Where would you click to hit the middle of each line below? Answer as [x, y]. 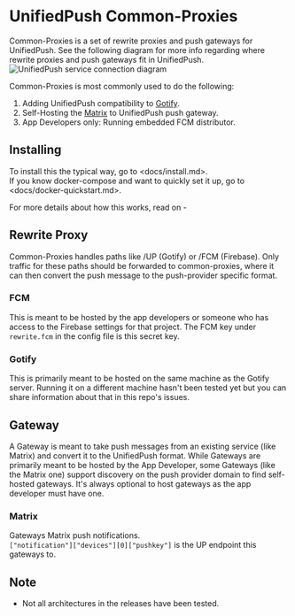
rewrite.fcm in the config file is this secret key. [94, 336]
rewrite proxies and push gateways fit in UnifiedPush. [107, 59]
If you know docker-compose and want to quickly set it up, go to [127, 181]
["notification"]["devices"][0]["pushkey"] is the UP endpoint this [133, 545]
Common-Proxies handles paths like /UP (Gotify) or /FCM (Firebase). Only [144, 256]
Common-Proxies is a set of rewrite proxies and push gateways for [131, 41]
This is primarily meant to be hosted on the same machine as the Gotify [140, 379]
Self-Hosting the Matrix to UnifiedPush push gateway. [120, 112]
